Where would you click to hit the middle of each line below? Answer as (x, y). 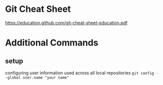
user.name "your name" (46, 78)
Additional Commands (52, 43)
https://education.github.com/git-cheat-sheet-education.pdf (66, 23)
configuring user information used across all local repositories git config (80, 73)
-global (13, 78)
